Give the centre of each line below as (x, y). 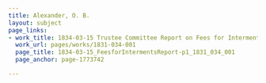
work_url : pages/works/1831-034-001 (76, 45)
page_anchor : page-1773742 (60, 60)
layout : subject (35, 23)
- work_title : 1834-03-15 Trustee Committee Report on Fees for (116, 38)
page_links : (28, 30)
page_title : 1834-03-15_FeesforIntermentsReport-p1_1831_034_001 (125, 52)
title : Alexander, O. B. (49, 15)
